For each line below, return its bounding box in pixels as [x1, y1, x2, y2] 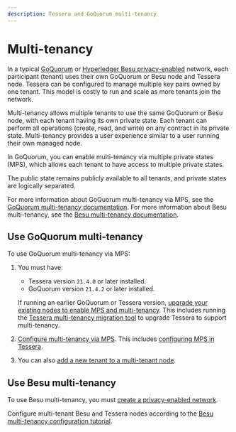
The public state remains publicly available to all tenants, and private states [7, 173, 227, 182]
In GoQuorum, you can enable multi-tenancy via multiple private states [7, 152, 214, 161]
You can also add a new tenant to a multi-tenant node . [17, 356, 176, 364]
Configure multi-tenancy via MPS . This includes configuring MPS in [17, 335, 215, 343]
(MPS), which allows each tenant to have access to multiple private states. [7, 160, 225, 168]
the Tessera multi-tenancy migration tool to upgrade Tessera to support [17, 313, 227, 322]
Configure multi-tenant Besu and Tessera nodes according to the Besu [7, 409, 214, 418]
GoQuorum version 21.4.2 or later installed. [28, 285, 155, 293]
